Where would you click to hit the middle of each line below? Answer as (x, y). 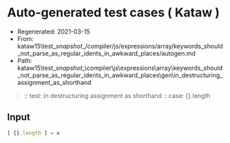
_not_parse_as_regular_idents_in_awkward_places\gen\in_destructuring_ (120, 75)
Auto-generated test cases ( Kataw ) (114, 13)
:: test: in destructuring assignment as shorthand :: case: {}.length (117, 95)
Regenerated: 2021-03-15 (54, 31)
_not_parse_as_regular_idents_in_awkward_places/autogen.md (106, 53)
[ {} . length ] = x (33, 133)
